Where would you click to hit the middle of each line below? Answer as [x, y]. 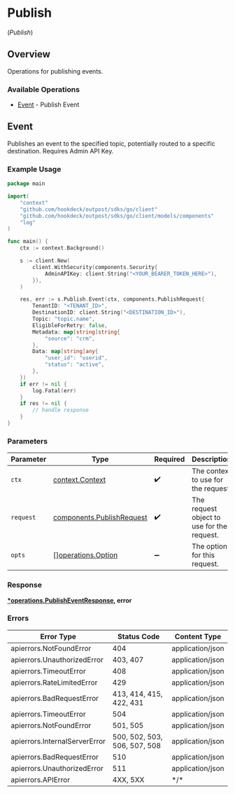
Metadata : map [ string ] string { [76, 332]
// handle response [61, 410]
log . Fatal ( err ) [55, 390]
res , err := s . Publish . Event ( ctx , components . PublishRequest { [112, 299]
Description [212, 459]
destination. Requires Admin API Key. [60, 151]
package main [26, 184]
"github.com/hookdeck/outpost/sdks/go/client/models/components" [117, 216]
